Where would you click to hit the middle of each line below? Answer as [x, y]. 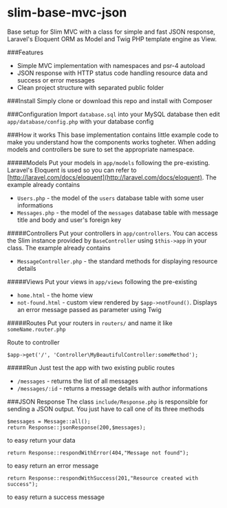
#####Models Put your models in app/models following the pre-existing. [109, 162]
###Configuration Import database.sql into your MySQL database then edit [113, 114]
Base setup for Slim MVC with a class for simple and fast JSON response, [111, 32]
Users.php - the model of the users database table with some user [110, 198]
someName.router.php [37, 329]
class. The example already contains [59, 247]
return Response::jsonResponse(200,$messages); [77, 428]
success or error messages [56, 80]
